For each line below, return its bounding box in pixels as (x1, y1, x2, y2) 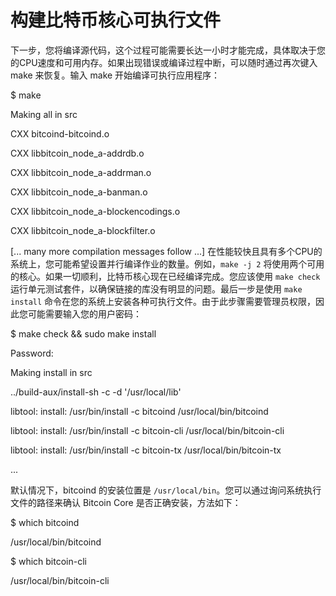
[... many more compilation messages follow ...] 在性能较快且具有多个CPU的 (10, 245, 323, 257)
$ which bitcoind (10, 516, 80, 528)
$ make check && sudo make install (10, 327, 157, 340)
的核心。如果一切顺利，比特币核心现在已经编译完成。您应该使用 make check (10, 270, 321, 282)
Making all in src (10, 108, 78, 120)
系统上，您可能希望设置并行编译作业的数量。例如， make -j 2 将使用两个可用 (10, 257, 325, 270)
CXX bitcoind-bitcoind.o (10, 127, 110, 140)
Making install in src (10, 366, 93, 378)
